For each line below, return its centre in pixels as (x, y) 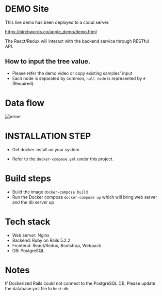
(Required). (23, 83)
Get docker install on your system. (46, 149)
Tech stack (28, 222)
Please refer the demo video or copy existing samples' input (72, 73)
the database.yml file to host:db (37, 289)
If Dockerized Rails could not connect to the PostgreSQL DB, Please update (80, 283)
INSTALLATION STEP (48, 136)
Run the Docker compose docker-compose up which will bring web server (85, 197)
